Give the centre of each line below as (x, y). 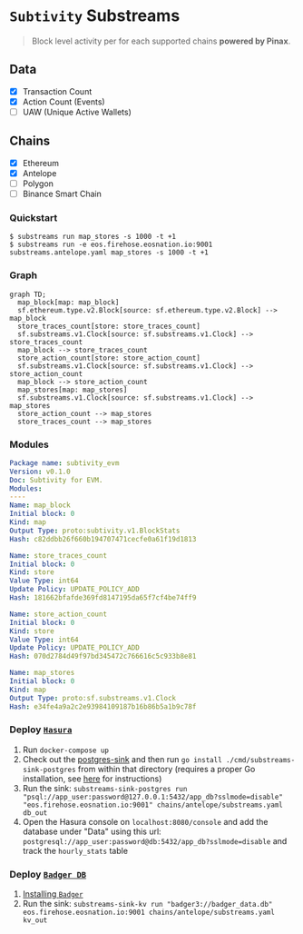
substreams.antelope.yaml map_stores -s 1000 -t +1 (109, 253)
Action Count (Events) (64, 102)
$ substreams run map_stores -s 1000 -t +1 (93, 237)
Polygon (38, 184)
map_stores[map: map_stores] (73, 390)
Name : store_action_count (58, 614)
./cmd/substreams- (260, 760)
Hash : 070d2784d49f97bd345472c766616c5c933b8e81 (103, 656)
